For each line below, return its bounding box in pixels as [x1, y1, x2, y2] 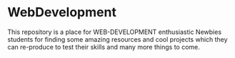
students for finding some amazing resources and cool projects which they [7, 35, 228, 43]
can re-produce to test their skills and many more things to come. [7, 42, 200, 51]
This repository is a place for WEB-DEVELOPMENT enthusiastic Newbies [7, 28, 222, 36]
